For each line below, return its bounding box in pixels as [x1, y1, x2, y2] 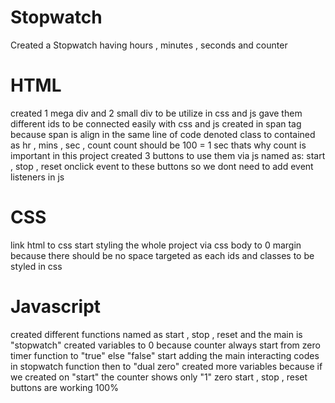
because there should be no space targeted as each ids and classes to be [10, 249, 315, 261]
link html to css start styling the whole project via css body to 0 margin [10, 239, 302, 251]
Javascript [10, 296, 102, 318]
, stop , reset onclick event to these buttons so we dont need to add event [10, 160, 314, 172]
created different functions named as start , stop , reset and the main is [10, 328, 303, 340]
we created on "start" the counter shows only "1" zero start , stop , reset [10, 371, 308, 383]
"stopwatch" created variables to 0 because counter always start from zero [10, 339, 321, 351]
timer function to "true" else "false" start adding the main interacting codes [10, 349, 320, 361]
